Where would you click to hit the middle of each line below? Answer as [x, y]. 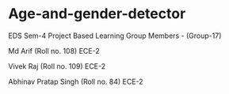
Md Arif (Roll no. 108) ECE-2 [54, 51]
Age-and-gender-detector [97, 14]
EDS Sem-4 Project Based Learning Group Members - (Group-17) [115, 36]
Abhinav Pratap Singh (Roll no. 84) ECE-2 [76, 81]
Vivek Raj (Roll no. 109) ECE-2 [57, 66]
